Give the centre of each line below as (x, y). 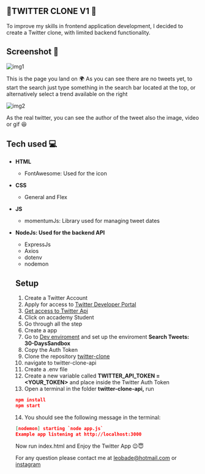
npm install (30, 400)
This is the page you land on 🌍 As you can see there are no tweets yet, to (99, 78)
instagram (28, 464)
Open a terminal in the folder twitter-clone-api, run (89, 389)
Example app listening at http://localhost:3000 (78, 434)
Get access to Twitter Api (56, 311)
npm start (28, 406)
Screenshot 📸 (33, 52)
